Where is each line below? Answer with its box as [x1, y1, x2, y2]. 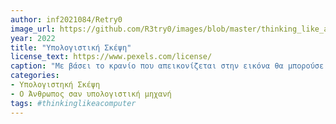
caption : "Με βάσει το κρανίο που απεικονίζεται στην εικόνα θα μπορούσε [10, 61, 325, 71]
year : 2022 [10, 33, 56, 43]
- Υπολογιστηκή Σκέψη [10, 80, 101, 90]
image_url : [10, 24, 56, 34]
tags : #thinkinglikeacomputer [10, 98, 137, 108]
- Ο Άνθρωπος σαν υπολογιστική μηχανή [10, 89, 172, 99]
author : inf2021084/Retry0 [10, 14, 123, 25]
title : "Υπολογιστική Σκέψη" [10, 42, 132, 53]
